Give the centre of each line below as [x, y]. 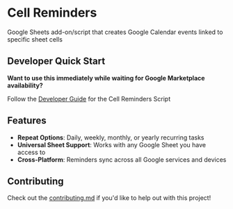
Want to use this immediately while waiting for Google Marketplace [106, 78]
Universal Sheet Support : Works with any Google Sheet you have [112, 144]
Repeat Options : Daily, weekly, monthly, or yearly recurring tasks [111, 137]
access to [31, 152]
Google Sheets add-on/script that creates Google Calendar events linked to [115, 32]
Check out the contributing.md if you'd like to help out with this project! [109, 198]
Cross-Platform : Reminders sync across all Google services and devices [122, 159]
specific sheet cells [35, 39]
